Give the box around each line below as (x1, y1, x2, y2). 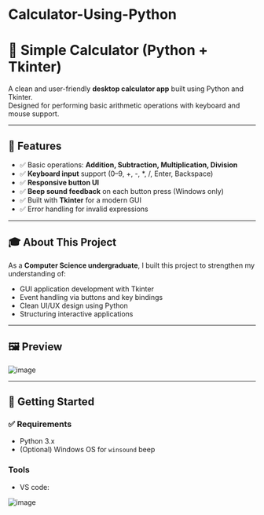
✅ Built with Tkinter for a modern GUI (19, 195, 142, 205)
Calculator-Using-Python (8, 5, 177, 24)
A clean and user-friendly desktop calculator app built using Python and (8, 84, 244, 93)
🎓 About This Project (8, 236, 117, 249)
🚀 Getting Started (8, 395, 95, 408)
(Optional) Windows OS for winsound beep (19, 445, 156, 455)
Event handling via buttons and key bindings (19, 292, 163, 301)
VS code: (19, 482, 49, 491)
